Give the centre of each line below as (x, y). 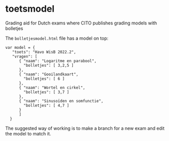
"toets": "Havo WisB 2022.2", (44, 52)
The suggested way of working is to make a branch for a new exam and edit (85, 128)
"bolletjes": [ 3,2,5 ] (49, 65)
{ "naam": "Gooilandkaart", (49, 74)
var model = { (20, 47)
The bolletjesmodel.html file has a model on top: (57, 38)
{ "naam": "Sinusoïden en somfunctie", (61, 101)
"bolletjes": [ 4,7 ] (47, 105)
